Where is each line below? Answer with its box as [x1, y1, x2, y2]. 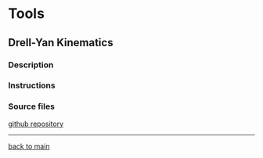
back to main [8, 142, 50, 151]
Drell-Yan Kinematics [8, 36, 113, 49]
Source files [8, 101, 55, 112]
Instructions [8, 80, 56, 91]
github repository [8, 119, 64, 128]
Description [8, 59, 54, 70]
